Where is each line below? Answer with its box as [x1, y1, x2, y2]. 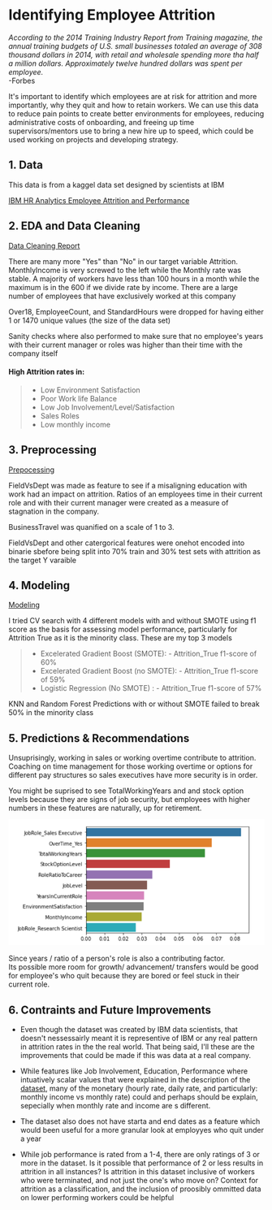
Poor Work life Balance [40, 393, 118, 403]
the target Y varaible [8, 555, 77, 565]
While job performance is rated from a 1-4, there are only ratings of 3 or [19, 1150, 260, 1160]
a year [19, 1134, 42, 1143]
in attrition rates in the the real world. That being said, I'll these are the [19, 1042, 255, 1052]
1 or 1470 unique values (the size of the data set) [8, 315, 171, 325]
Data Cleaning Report [8, 241, 80, 250]
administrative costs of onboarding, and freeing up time [8, 117, 195, 127]
